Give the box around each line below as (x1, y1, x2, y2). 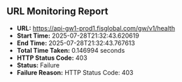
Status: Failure (16, 60, 60, 69)
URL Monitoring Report (6, 6, 109, 17)
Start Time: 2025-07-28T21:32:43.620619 (16, 31, 139, 40)
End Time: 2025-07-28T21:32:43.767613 (16, 38, 136, 47)
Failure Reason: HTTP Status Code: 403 (16, 68, 134, 76)
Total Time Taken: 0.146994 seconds (16, 46, 125, 54)
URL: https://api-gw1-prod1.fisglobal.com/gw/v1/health (16, 24, 176, 32)
